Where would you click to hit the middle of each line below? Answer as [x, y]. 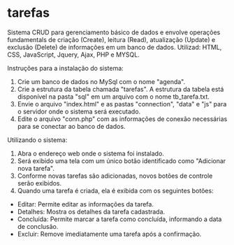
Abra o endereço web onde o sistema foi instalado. [90, 153]
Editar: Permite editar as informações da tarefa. [85, 204]
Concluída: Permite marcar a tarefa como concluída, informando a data [119, 219]
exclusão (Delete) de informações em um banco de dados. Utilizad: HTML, [115, 47]
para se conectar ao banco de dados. [71, 126]
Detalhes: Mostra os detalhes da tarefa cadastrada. [91, 211]
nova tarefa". [36, 168]
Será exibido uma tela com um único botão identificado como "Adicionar [122, 161]
